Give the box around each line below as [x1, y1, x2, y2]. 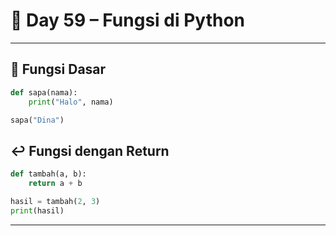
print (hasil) [10, 205, 65, 216]
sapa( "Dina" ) [10, 115, 65, 125]
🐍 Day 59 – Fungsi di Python [10, 9, 246, 32]
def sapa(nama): [10, 87, 78, 98]
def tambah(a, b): [10, 169, 87, 179]
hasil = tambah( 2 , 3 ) [10, 196, 101, 206]
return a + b [28, 179, 83, 189]
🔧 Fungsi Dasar [10, 61, 107, 78]
